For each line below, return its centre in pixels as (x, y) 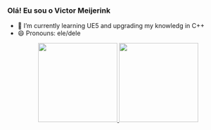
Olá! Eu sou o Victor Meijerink (59, 11)
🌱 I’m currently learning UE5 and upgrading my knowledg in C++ (111, 26)
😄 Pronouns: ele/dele (49, 33)
